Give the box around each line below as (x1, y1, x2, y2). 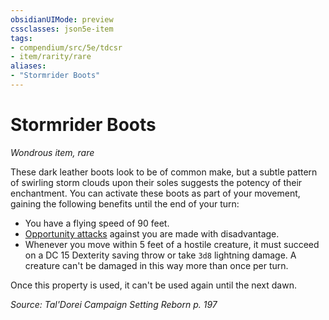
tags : (10, 33, 33, 43)
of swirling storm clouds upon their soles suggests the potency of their (10, 176, 303, 188)
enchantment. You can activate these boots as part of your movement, (10, 187, 301, 199)
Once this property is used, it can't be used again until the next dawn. (10, 279, 297, 291)
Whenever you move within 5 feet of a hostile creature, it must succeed (24, 238, 320, 250)
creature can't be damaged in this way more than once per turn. (24, 259, 289, 271)
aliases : (10, 61, 47, 71)
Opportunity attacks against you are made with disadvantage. (24, 227, 280, 240)
